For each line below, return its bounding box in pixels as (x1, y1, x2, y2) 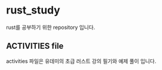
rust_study (6, 4, 61, 17)
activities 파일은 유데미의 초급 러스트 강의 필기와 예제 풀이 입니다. (6, 57, 157, 65)
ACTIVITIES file (6, 41, 64, 51)
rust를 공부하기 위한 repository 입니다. (6, 24, 95, 31)
